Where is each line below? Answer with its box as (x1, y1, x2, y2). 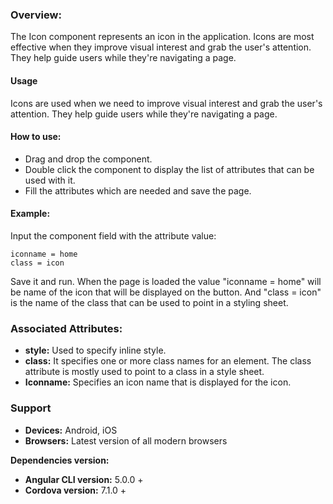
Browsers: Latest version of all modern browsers (24, 434, 228, 447)
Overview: (10, 8, 62, 22)
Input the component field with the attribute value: (10, 229, 217, 242)
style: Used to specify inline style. (24, 344, 167, 357)
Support (10, 401, 52, 415)
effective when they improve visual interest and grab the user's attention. (10, 41, 312, 53)
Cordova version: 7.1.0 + (24, 484, 127, 496)
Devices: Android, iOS (24, 424, 118, 436)
